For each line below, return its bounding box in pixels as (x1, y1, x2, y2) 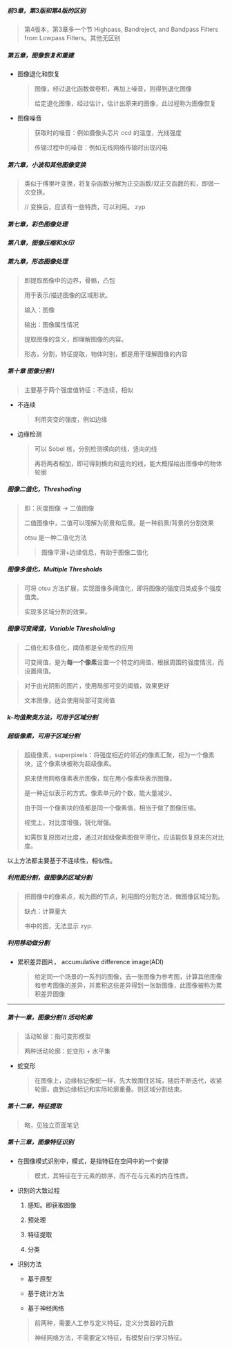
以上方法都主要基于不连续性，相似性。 (7, 856, 116, 864)
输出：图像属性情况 (23, 320, 79, 328)
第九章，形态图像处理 (7, 257, 68, 266)
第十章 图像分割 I (7, 367, 55, 375)
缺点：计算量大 (23, 907, 67, 915)
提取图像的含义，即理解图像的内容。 (23, 335, 128, 343)
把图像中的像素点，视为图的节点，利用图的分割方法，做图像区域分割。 (23, 892, 224, 901)
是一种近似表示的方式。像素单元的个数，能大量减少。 (23, 788, 176, 797)
